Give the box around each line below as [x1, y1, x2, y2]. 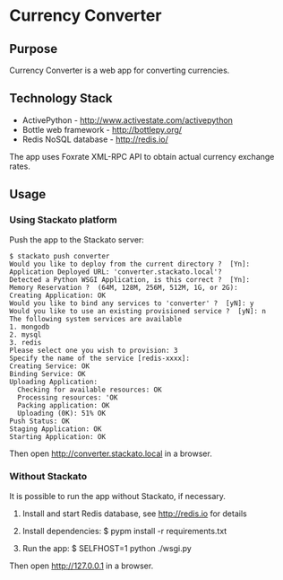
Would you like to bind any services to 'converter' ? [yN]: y [9, 298, 254, 308]
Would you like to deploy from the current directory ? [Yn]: [9, 259, 251, 268]
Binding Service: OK [9, 369, 87, 378]
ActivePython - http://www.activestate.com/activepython [21, 114, 233, 126]
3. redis [9, 338, 42, 347]
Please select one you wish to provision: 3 [9, 346, 178, 355]
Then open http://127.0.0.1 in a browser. [9, 560, 154, 571]
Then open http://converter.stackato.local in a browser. [9, 448, 212, 459]
